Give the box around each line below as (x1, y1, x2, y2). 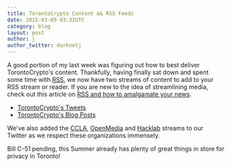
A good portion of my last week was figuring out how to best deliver (7, 61, 200, 69)
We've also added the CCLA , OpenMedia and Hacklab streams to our (7, 124, 203, 132)
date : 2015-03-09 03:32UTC (7, 16, 85, 23)
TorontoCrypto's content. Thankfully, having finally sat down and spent (7, 68, 209, 76)
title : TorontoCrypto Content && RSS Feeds (7, 10, 134, 17)
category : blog (7, 23, 51, 30)
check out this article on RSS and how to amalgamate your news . (7, 90, 192, 98)
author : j (7, 36, 36, 43)
